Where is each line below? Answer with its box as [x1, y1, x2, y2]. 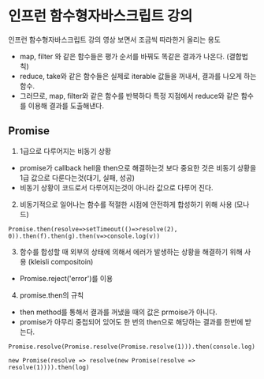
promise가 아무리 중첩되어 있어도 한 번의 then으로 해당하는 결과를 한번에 [19, 317, 244, 326]
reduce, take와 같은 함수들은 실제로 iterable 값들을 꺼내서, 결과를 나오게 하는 [19, 71, 257, 81]
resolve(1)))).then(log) [8, 363, 90, 371]
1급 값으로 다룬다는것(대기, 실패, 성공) [19, 173, 136, 182]
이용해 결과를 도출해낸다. [28, 100, 105, 111]
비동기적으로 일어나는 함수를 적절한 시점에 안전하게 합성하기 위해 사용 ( [19, 199, 237, 209]
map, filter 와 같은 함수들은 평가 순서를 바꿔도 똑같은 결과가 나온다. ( [19, 51, 230, 61]
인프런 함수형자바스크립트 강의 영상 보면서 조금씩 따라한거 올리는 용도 [8, 35, 221, 44]
